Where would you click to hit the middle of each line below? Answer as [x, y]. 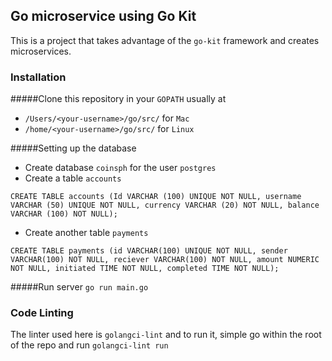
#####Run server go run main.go [79, 287]
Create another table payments [86, 233]
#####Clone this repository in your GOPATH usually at [118, 99]
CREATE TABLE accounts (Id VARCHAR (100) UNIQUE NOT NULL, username [156, 197]
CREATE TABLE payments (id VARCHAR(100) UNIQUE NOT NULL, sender [149, 251]
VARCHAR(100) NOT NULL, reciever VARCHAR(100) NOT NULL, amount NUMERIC [165, 260]
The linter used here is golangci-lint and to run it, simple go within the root [166, 335]
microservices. [41, 51]
